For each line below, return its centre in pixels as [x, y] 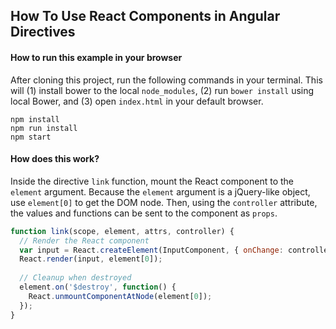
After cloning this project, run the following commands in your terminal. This [166, 80]
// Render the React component [84, 240]
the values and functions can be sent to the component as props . [144, 213]
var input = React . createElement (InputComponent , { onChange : [151, 250]
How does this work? [55, 159]
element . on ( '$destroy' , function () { [98, 287]
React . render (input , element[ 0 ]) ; [91, 259]
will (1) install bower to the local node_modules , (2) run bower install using [162, 90]
